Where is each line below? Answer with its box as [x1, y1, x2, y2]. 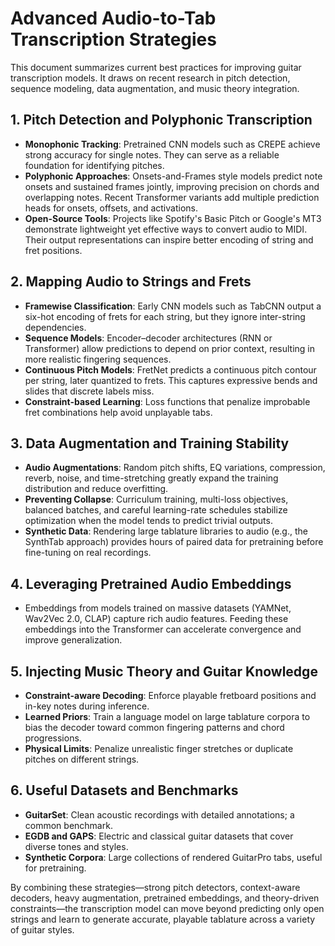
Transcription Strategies [10, 28, 217, 51]
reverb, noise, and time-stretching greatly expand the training [24, 472, 279, 484]
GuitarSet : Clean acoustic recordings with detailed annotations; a [24, 808, 295, 821]
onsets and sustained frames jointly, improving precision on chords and [24, 180, 320, 192]
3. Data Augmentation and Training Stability [10, 435, 290, 452]
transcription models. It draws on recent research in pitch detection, [10, 72, 291, 84]
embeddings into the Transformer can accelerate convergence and [24, 623, 302, 636]
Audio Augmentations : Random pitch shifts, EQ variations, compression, [24, 462, 326, 474]
